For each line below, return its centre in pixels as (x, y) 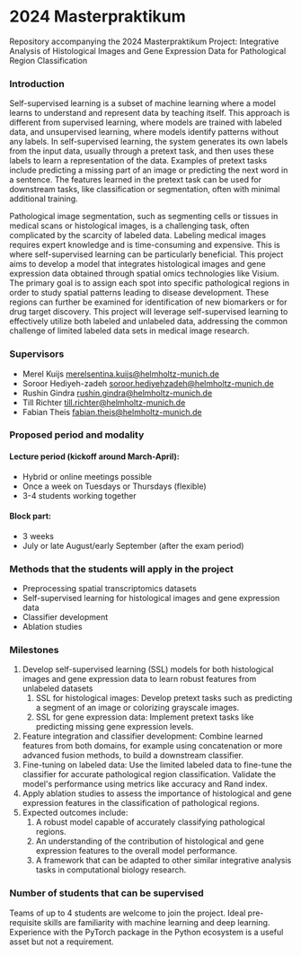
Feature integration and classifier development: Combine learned (142, 736)
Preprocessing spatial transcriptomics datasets (110, 589)
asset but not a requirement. (62, 942)
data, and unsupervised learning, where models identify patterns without (144, 132)
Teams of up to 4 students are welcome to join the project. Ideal (128, 913)
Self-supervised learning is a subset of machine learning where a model (143, 103)
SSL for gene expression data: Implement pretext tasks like (145, 717)
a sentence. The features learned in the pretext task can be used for (136, 180)
